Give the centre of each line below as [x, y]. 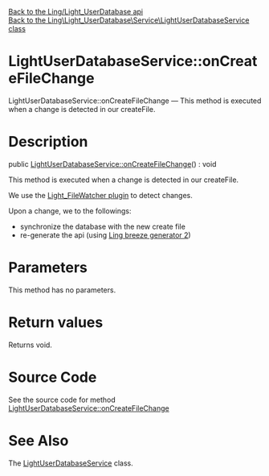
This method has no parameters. [62, 290]
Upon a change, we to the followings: [70, 211]
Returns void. [30, 345]
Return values [56, 322]
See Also [39, 440]
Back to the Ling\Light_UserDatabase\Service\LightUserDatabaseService [129, 20]
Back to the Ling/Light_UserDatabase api [75, 12]
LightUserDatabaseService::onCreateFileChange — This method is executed [135, 101]
